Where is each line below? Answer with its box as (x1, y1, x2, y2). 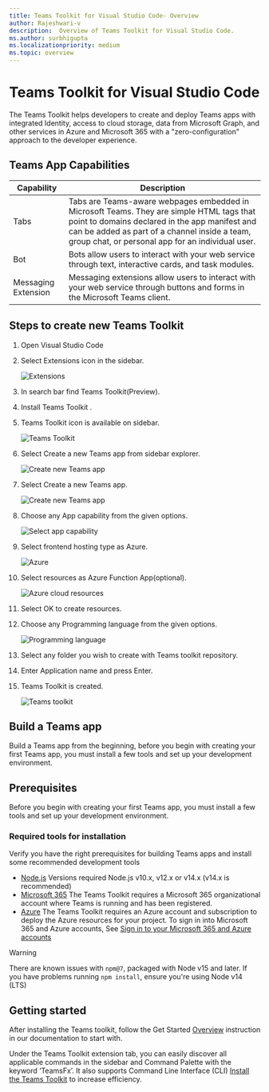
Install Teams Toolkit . (20, 402, 93, 412)
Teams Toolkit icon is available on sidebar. (20, 418, 160, 427)
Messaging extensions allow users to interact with (68, 271, 256, 282)
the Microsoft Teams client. (68, 291, 171, 302)
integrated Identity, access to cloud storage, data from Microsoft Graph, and (9, 118, 260, 128)
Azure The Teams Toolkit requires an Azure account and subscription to (20, 907, 258, 917)
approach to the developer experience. (9, 135, 137, 145)
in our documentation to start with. (9, 1034, 123, 1043)
